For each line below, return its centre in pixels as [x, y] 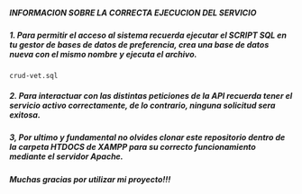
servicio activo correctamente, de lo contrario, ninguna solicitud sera [142, 105]
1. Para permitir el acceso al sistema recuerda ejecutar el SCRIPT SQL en [148, 35]
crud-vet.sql [34, 76]
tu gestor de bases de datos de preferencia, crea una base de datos [139, 44]
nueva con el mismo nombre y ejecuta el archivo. [103, 54]
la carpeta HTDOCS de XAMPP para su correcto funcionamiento [133, 147]
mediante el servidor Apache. [66, 156]
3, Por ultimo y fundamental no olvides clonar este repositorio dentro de [147, 137]
